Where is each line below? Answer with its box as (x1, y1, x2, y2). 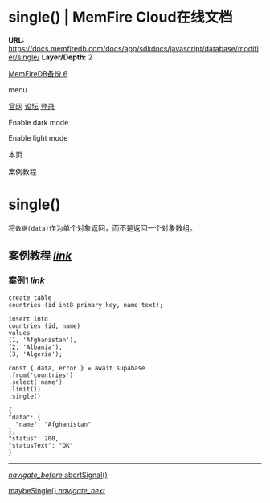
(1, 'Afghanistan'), (8, 336, 78, 344)
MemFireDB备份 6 (8, 68, 68, 78)
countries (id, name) (8, 321, 81, 330)
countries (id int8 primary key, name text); (8, 301, 163, 309)
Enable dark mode (8, 117, 69, 127)
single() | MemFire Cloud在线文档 (8, 8, 233, 27)
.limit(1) (8, 385, 42, 393)
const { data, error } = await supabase (8, 364, 146, 372)
